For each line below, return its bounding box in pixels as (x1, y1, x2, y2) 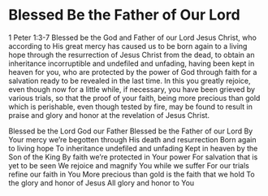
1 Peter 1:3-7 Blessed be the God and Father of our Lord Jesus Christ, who (8, 33, 257, 42)
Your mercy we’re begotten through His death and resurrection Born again (8, 134, 257, 144)
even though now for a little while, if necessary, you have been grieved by (8, 84, 256, 94)
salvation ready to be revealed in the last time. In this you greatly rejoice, (8, 76, 251, 85)
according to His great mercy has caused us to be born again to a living (8, 41, 248, 50)
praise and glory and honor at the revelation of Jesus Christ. (8, 110, 210, 120)
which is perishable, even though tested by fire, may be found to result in (8, 102, 253, 111)
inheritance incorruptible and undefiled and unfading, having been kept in (8, 59, 255, 68)
